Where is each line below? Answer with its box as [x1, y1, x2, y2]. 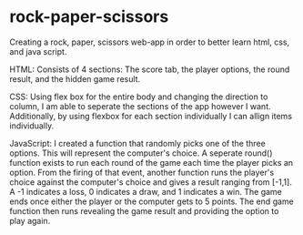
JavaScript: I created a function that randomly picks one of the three [9, 138, 266, 148]
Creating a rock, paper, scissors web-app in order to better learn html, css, [9, 36, 290, 47]
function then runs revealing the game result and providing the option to [9, 205, 279, 216]
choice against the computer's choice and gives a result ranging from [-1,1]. [9, 176, 293, 188]
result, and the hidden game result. [9, 73, 141, 84]
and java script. [9, 46, 67, 56]
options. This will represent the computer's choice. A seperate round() [9, 148, 273, 158]
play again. [9, 215, 51, 226]
